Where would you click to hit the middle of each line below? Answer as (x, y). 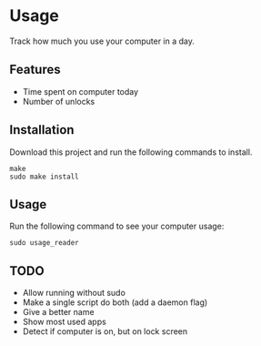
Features (35, 70)
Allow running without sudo (74, 293)
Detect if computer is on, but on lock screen (105, 331)
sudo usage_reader (44, 243)
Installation (42, 130)
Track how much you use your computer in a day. (102, 41)
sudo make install (44, 177)
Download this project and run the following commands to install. (131, 152)
